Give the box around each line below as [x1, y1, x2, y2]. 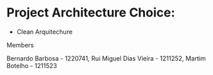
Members [6, 41, 34, 49]
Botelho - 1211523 [6, 61, 57, 69]
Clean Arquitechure [16, 28, 73, 36]
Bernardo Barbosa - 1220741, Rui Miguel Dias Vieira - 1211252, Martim [6, 54, 206, 63]
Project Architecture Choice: [6, 5, 175, 21]
